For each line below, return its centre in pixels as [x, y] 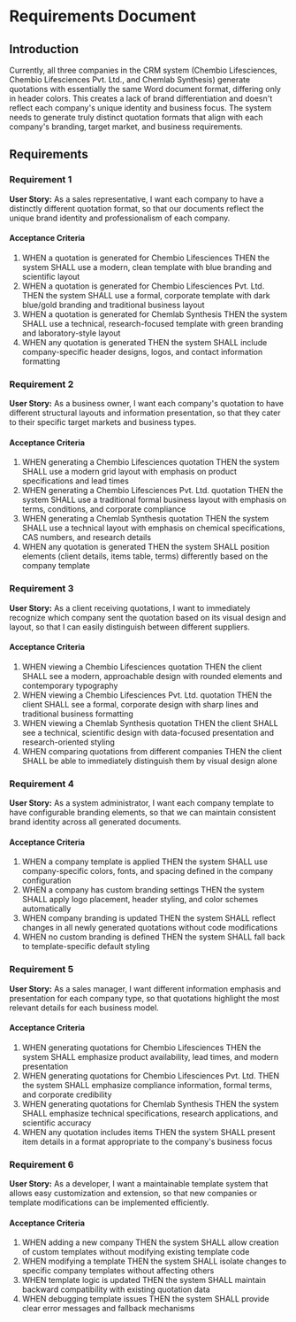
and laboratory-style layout [71, 333]
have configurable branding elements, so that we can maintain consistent [143, 813]
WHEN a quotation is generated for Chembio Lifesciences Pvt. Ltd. [143, 286]
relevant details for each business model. [84, 1008]
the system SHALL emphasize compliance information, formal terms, [147, 1085]
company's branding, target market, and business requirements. [126, 127]
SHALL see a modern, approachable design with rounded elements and [152, 676]
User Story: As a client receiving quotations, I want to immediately [130, 607]
